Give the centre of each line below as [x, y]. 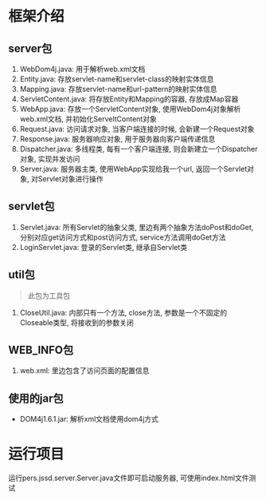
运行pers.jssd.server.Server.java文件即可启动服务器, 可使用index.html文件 [129, 478]
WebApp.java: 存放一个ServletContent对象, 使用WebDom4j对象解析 [130, 109]
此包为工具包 [49, 296]
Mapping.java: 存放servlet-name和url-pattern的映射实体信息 [118, 89]
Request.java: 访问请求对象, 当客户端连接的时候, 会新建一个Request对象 [137, 129]
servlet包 [31, 206]
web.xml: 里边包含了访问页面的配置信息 [84, 371]
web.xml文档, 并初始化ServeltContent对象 [88, 119]
